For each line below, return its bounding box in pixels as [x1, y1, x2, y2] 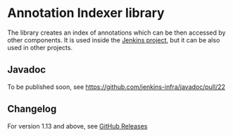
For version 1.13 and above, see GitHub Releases [7, 121, 148, 130]
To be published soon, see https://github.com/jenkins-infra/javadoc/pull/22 [7, 83, 226, 91]
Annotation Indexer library [7, 5, 165, 21]
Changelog [7, 103, 57, 115]
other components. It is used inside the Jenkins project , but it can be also [7, 35, 220, 44]
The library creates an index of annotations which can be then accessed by [7, 28, 226, 37]
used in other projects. [7, 43, 73, 52]
